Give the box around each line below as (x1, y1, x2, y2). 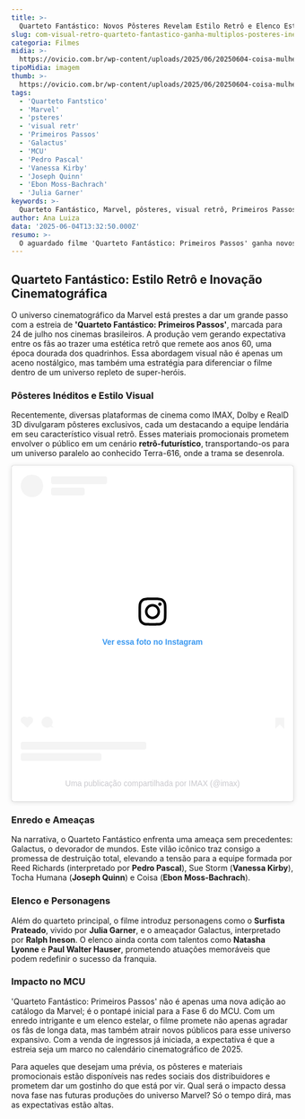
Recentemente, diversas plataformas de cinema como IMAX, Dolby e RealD (11, 410, 289, 420)
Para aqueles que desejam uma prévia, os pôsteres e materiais (11, 1061, 243, 1071)
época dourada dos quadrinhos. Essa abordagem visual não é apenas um (11, 348, 283, 359)
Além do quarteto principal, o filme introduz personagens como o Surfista (11, 915, 285, 926)
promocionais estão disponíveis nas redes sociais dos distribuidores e (11, 1071, 271, 1081)
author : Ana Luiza (11, 213, 80, 223)
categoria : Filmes (11, 38, 80, 48)
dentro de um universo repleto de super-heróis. (11, 367, 187, 378)
